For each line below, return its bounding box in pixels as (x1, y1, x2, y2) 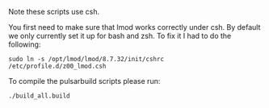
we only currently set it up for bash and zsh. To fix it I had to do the (8, 31, 232, 40)
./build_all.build (8, 92, 70, 100)
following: (8, 39, 41, 49)
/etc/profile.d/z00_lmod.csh (8, 62, 107, 70)
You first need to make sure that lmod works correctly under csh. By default (8, 23, 261, 31)
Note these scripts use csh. (8, 7, 99, 16)
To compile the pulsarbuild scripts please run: (8, 77, 161, 85)
